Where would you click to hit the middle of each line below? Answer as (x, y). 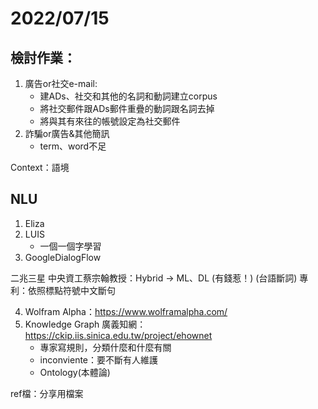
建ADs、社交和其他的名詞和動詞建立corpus (128, 96)
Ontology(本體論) (75, 372)
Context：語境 (40, 167)
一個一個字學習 (70, 246)
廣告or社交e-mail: (61, 83)
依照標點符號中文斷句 (71, 290)
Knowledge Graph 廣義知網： (85, 324)
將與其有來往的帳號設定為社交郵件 (110, 121)
